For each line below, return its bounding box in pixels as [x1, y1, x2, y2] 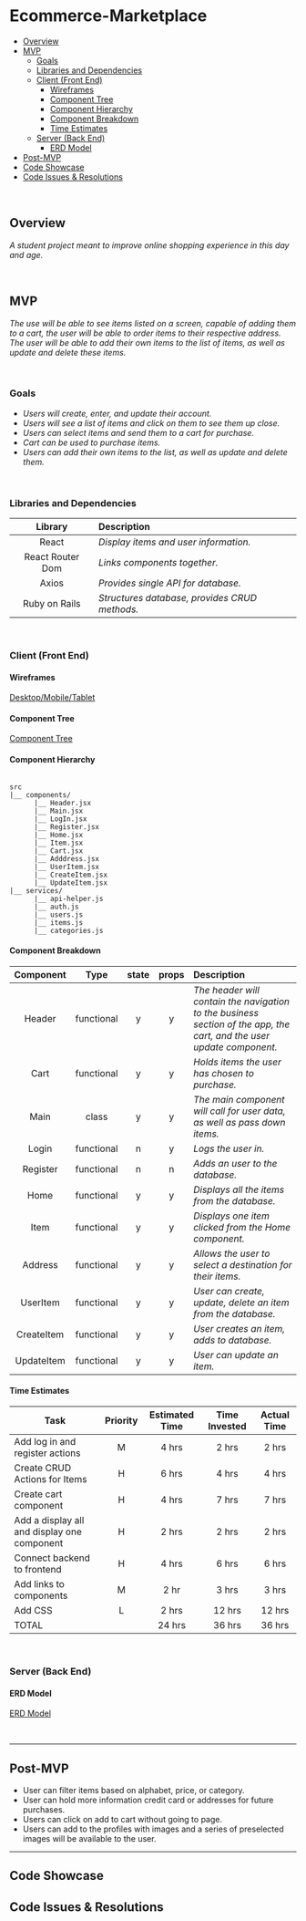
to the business [192, 1006, 260, 1019]
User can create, [192, 1284, 266, 1297]
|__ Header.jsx [33, 798, 92, 807]
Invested [208, 1420, 248, 1433]
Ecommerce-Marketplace [9, 5, 208, 26]
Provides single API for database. [98, 576, 241, 589]
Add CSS [14, 1604, 53, 1617]
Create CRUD [14, 1461, 72, 1474]
